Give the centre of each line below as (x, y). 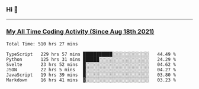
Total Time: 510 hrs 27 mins (42, 44)
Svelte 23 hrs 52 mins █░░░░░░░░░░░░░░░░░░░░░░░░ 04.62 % (91, 64)
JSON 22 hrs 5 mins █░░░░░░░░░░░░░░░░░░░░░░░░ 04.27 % (91, 70)
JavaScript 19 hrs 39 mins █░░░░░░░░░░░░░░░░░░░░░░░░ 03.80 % (91, 75)
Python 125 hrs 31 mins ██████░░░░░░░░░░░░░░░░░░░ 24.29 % (91, 59)
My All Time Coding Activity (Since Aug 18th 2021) (80, 32)
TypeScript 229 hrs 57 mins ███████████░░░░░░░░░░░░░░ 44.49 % (91, 54)
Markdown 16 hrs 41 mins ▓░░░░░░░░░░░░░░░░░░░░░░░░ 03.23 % (91, 80)
